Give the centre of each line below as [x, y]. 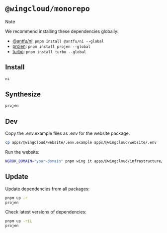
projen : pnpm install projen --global [51, 46]
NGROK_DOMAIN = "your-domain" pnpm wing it [49, 161]
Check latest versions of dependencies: [46, 212]
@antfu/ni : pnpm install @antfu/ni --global [58, 41]
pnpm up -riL [19, 221]
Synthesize [23, 95]
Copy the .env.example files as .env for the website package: [68, 133]
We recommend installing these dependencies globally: [62, 31]
